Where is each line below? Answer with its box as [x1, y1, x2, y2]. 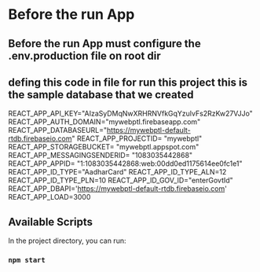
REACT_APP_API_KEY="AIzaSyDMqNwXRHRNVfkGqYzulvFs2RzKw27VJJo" [8, 108, 253, 119]
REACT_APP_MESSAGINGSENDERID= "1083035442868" [8, 151, 193, 160]
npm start [8, 255, 46, 265]
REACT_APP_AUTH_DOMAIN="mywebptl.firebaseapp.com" [8, 117, 201, 127]
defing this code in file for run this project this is [8, 75, 247, 89]
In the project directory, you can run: [8, 236, 126, 245]
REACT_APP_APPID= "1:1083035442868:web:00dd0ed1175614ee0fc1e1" [8, 159, 243, 168]
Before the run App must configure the [8, 37, 202, 50]
